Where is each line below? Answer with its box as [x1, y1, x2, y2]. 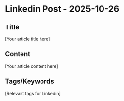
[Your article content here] [5, 63, 58, 69]
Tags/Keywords [5, 77, 55, 86]
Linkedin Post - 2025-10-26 [5, 3, 120, 15]
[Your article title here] [5, 36, 50, 42]
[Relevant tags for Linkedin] [5, 90, 61, 96]
